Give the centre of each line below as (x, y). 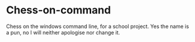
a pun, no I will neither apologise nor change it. (63, 32)
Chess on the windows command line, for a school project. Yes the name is (97, 26)
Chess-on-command (58, 10)
